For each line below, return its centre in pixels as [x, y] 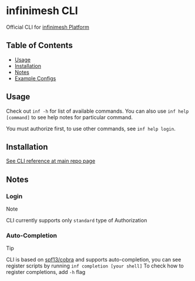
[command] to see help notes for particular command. [70, 117]
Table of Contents [40, 45]
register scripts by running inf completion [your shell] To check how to [95, 266]
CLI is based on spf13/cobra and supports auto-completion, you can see [94, 260]
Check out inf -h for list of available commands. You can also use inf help [97, 111]
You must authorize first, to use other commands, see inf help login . [91, 128]
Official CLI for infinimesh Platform [48, 27]
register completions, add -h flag [46, 272]
